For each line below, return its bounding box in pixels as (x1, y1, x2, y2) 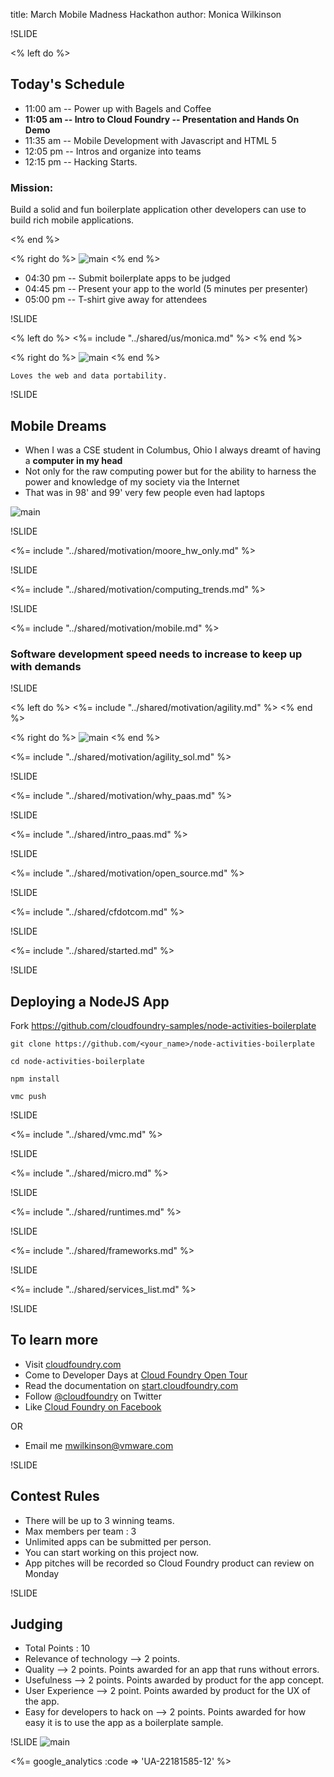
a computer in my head (24, 454, 123, 466)
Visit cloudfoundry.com (24, 1358, 122, 1370)
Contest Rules (10, 1488, 100, 1505)
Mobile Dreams (10, 417, 107, 434)
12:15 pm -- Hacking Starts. (24, 155, 138, 168)
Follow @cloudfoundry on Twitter (24, 1390, 163, 1402)
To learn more (10, 1332, 99, 1349)
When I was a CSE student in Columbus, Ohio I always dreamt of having (24, 444, 322, 456)
